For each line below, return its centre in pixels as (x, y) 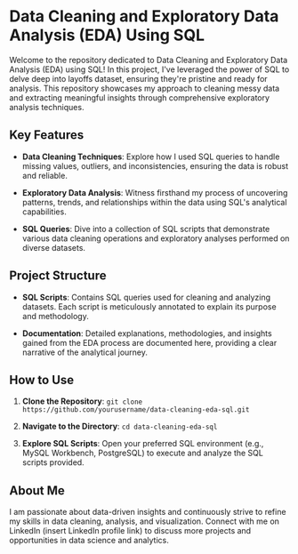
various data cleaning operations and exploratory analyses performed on (156, 238)
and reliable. (45, 175)
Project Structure (58, 276)
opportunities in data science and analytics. (89, 541)
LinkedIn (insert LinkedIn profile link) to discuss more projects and (130, 531)
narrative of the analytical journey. (85, 352)
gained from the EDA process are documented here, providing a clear (149, 342)
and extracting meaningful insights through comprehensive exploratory (139, 97)
